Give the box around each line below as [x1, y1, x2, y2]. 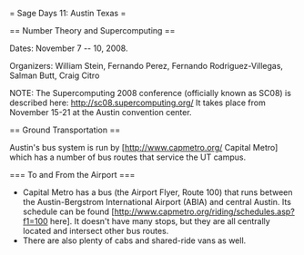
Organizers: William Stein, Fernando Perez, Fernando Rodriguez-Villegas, [9, 61, 284, 71]
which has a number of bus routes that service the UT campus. [9, 152, 247, 162]
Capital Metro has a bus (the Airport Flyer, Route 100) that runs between [22, 187, 293, 198]
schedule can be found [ [22, 206, 116, 217]
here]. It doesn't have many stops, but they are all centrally [49, 216, 270, 226]
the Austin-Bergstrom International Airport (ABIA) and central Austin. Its [22, 197, 291, 207]
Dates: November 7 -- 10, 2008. [9, 43, 128, 54]
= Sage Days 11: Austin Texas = [9, 8, 127, 18]
